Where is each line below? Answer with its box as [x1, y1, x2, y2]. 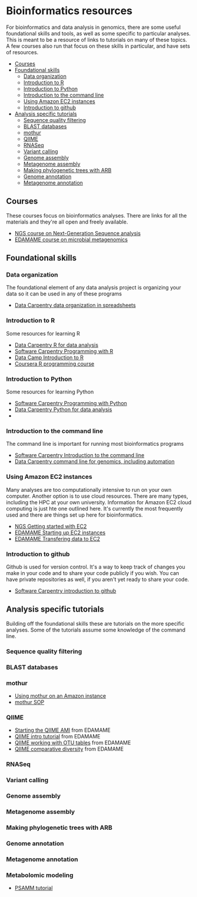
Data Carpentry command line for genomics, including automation [14, 458, 175, 465]
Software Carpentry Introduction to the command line [14, 452, 145, 459]
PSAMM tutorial [14, 884, 53, 891]
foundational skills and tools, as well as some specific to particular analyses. [6, 29, 191, 37]
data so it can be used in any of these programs [6, 290, 122, 297]
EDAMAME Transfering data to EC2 [14, 535, 101, 542]
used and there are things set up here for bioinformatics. [6, 511, 143, 518]
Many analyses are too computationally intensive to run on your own [6, 486, 172, 493]
